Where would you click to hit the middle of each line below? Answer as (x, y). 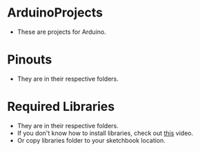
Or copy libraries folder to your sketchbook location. (91, 140)
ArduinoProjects (55, 13)
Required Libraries (61, 107)
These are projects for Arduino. (62, 32)
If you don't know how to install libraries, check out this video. (105, 133)
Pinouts (30, 60)
